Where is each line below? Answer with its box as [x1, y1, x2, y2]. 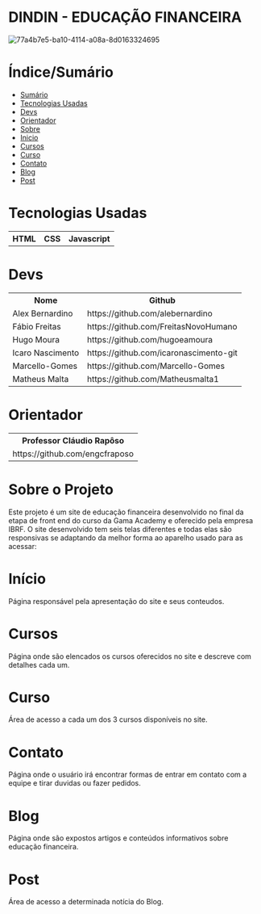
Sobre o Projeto [8, 480, 114, 498]
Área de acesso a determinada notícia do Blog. [8, 897, 164, 907]
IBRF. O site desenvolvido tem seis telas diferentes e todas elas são [8, 524, 232, 534]
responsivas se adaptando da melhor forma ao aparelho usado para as [8, 533, 243, 543]
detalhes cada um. [8, 660, 70, 669]
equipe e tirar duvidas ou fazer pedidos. [8, 778, 141, 788]
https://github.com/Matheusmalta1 [87, 373, 219, 384]
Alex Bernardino [12, 308, 73, 319]
